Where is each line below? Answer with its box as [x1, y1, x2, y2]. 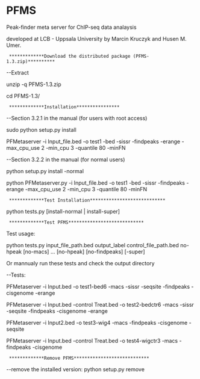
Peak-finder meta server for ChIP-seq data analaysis [6, 23, 137, 31]
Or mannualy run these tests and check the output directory [6, 259, 155, 267]
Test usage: [6, 230, 36, 237]
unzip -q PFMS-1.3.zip [6, 81, 61, 88]
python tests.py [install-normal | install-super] [6, 208, 120, 215]
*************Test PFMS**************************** [8, 219, 145, 226]
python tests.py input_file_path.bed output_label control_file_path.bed [6, 241, 180, 248]
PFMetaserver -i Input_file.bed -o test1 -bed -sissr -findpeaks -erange [6, 138, 181, 145]
